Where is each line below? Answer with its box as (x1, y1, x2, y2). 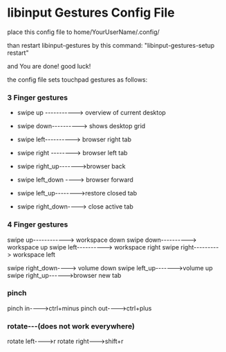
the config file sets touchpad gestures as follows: (7, 75, 148, 84)
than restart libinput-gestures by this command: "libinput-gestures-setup (7, 41, 215, 49)
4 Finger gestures (7, 220, 68, 229)
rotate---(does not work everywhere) (7, 321, 135, 331)
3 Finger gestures (7, 92, 68, 102)
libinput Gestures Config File (7, 5, 175, 21)
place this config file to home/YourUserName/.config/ (7, 28, 160, 36)
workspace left (12, 250, 55, 258)
